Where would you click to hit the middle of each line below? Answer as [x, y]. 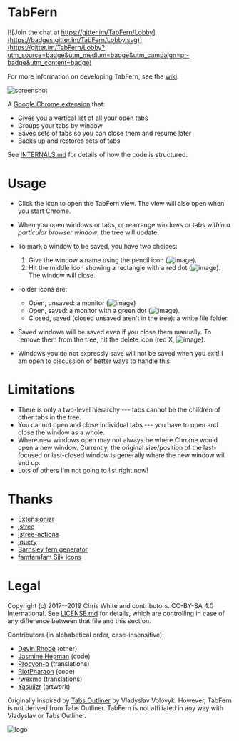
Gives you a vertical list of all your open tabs [83, 118]
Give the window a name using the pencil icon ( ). [113, 260]
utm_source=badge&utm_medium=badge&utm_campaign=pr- [98, 55]
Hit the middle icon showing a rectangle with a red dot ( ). [124, 267]
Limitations [41, 390]
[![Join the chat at [34, 32]
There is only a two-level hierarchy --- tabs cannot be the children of [119, 409]
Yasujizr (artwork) [44, 686]
